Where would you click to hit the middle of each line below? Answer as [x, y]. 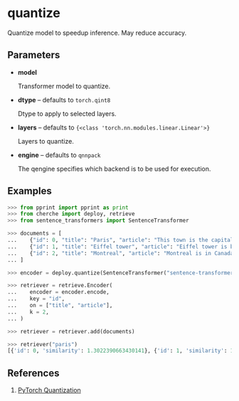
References [33, 373]
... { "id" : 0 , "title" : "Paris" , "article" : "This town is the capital [121, 240]
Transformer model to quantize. [64, 86]
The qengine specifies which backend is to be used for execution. [114, 169]
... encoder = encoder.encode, [59, 292]
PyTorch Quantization [49, 390]
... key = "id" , [36, 299]
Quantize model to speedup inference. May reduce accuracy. [97, 33]
